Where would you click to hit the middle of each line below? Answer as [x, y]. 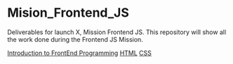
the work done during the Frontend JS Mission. [75, 39]
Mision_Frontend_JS [68, 13]
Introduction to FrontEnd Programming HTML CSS [80, 53]
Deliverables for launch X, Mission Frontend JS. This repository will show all [117, 32]
